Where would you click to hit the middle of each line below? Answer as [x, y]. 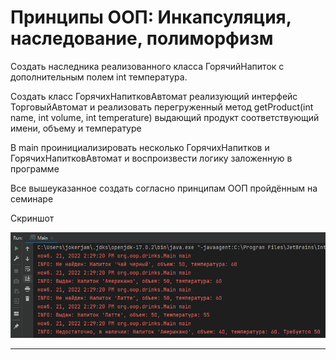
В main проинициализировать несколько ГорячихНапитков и [140, 147]
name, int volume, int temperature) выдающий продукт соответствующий [165, 117]
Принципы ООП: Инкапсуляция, [151, 17]
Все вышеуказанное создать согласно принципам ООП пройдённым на [164, 188]
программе [35, 168]
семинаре [32, 198]
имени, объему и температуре [76, 128]
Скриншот [32, 218]
